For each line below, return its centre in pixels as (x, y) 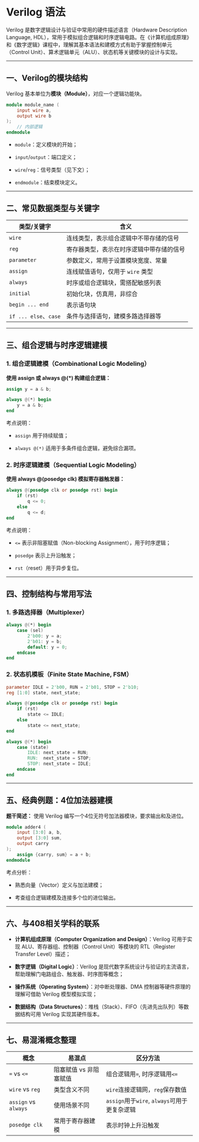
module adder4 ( (26, 827)
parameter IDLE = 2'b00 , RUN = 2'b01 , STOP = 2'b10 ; (73, 687)
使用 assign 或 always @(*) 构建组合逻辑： (59, 378)
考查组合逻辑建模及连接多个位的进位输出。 (67, 897)
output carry (33, 844)
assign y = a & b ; (29, 389)
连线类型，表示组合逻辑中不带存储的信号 (123, 238)
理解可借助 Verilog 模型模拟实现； (56, 994)
